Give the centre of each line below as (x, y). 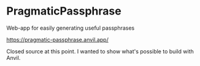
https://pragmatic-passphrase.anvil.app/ (57, 39)
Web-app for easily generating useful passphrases (71, 28)
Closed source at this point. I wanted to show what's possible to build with (100, 51)
